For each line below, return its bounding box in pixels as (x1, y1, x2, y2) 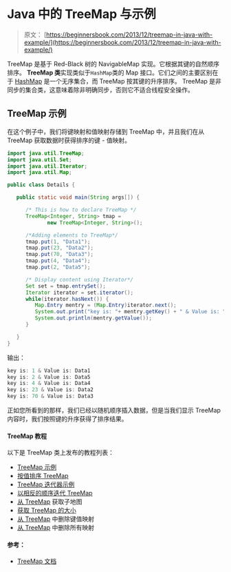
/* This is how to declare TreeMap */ (25, 206, 137, 213)
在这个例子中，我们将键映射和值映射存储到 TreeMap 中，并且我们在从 (7, 127, 205, 135)
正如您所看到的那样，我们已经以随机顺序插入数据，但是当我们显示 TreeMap (7, 406, 221, 414)
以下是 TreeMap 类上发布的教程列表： (7, 448, 115, 457)
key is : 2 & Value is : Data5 (7, 373, 91, 380)
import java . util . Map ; (7, 169, 72, 176)
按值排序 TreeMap (16, 472, 69, 480)
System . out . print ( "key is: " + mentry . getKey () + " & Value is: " (34, 308, 226, 315)
